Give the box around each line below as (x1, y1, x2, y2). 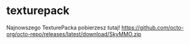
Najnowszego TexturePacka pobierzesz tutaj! (6, 24, 120, 31)
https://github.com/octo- (121, 24, 185, 31)
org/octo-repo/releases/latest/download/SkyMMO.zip (6, 30, 142, 37)
